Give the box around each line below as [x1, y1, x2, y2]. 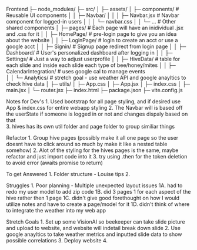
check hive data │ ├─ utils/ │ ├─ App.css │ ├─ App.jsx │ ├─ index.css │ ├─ [6, 80, 190, 87]
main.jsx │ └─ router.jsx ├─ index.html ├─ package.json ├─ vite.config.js [6, 87, 183, 93]
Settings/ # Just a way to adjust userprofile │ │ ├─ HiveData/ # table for [6, 56, 181, 62]
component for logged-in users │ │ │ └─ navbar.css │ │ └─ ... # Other [6, 18, 176, 25]
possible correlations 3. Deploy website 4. [6, 237, 108, 244]
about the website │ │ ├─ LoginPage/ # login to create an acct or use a [6, 37, 178, 43]
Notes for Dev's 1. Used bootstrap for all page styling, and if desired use [6, 98, 181, 105]
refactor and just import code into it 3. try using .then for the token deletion [6, 153, 188, 160]
